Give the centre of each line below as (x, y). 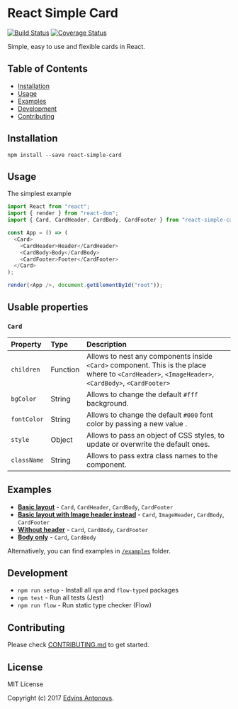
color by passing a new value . (137, 423)
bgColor (24, 399)
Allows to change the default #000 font (150, 415)
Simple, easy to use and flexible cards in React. (76, 46)
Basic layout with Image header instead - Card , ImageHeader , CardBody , (121, 514)
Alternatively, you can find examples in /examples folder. (89, 551)
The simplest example (40, 194)
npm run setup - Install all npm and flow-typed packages (98, 590)
